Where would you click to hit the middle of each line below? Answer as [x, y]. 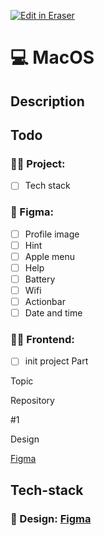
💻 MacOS [52, 57]
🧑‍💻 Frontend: [42, 340]
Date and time [53, 313]
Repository [32, 401]
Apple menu [50, 256]
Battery [40, 279]
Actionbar [45, 301]
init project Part [56, 361]
